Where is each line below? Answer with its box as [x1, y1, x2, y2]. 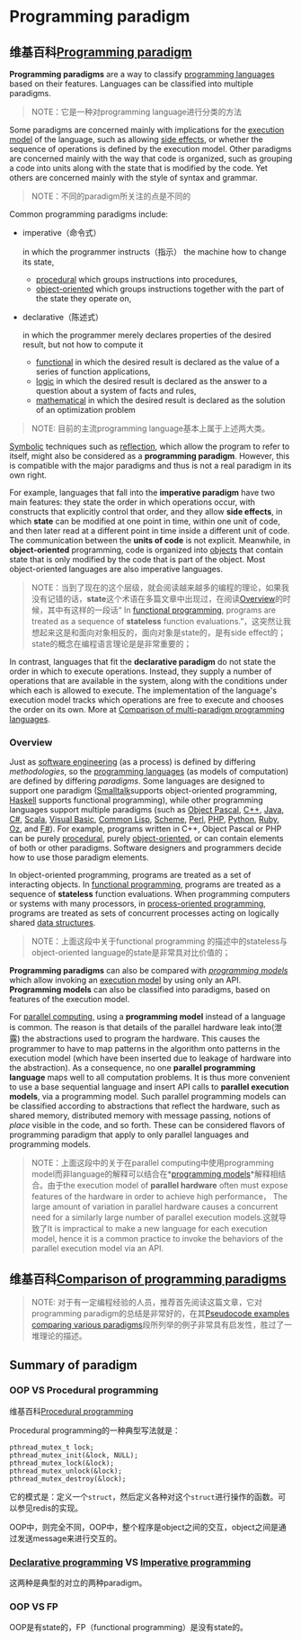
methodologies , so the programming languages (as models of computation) [9, 767, 289, 777]
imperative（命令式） [22, 228, 102, 238]
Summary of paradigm [9, 1357, 137, 1373]
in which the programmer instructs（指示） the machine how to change [22, 247, 288, 257]
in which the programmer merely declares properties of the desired [22, 330, 272, 340]
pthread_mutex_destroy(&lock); [9, 1474, 127, 1484]
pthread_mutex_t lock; [9, 1442, 94, 1452]
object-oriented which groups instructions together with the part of [35, 283, 285, 294]
